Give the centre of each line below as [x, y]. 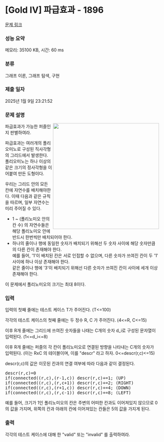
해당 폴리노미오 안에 [31, 231]
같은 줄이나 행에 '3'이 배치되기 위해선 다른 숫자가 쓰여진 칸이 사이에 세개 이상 [85, 268]
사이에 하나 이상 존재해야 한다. [41, 262]
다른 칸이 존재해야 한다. [40, 250]
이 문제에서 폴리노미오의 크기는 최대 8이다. [46, 284]
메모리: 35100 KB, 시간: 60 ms [35, 50]
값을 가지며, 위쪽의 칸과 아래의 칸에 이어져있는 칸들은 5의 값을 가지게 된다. [80, 409]
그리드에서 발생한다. [29, 155]
